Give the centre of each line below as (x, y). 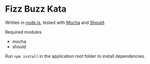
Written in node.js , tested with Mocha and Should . (55, 22)
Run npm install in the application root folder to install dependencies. (75, 56)
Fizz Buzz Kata (36, 9)
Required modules (23, 32)
